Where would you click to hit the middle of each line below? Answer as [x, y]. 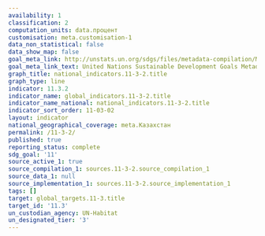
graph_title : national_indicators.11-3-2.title [88, 74]
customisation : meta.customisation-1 [70, 37]
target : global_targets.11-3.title [67, 198]
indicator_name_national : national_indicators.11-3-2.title [109, 103]
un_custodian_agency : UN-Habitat [63, 213]
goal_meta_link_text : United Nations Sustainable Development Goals [123, 67]
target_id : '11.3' [38, 205]
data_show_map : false [44, 52]
